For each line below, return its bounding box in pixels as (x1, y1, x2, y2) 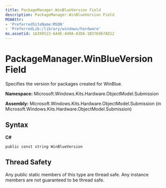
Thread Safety (5, 158, 52, 167)
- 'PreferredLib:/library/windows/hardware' (5, 26, 101, 32)
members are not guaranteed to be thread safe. (5, 177, 105, 183)
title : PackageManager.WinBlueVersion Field (5, 7, 101, 13)
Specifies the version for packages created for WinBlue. (5, 80, 123, 87)
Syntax (5, 121, 28, 129)
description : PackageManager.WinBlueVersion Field (5, 12, 115, 17)
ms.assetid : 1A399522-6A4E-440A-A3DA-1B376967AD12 (5, 31, 115, 36)
